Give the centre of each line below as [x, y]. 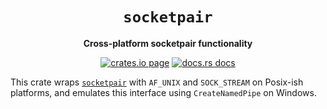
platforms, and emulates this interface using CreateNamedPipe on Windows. [163, 92]
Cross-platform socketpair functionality [168, 43]
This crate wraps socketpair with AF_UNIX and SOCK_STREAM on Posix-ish [157, 82]
